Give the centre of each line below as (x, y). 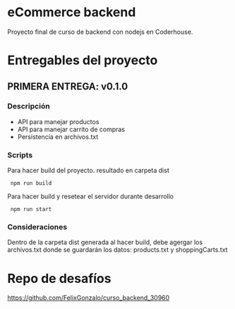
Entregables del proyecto (83, 60)
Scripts (20, 154)
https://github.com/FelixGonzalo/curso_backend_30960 (89, 298)
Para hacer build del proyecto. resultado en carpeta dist (88, 171)
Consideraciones (37, 227)
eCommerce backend (72, 12)
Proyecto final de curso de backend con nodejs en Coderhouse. (100, 32)
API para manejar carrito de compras (71, 129)
